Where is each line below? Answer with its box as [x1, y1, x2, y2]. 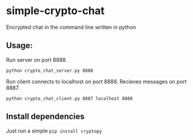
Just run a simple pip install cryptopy [6, 127, 102, 134]
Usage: [6, 41, 34, 51]
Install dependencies [6, 112, 85, 122]
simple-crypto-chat [6, 4, 105, 18]
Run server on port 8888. [6, 56, 68, 63]
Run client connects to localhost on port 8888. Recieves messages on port [6, 78, 187, 85]
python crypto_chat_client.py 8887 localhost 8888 [6, 95, 133, 101]
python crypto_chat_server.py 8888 [6, 68, 94, 74]
